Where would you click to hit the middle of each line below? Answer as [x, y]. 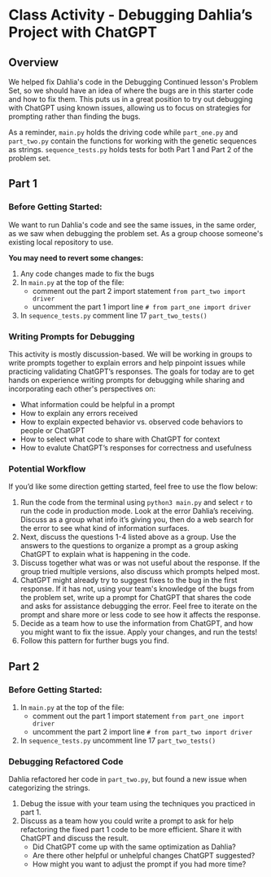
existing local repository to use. [61, 242]
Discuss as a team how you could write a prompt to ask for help [127, 821]
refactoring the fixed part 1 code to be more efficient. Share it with [131, 830]
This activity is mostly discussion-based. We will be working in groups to [130, 354]
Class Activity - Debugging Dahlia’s [131, 15]
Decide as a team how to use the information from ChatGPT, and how [137, 624]
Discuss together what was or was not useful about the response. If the [140, 563]
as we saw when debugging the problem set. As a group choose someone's [136, 233]
